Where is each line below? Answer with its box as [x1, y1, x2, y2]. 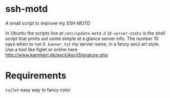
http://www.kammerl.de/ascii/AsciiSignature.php [5, 52, 108, 58]
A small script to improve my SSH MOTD [5, 20, 91, 26]
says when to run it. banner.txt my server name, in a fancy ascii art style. [5, 41, 160, 47]
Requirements [5, 70, 67, 82]
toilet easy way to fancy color [5, 87, 71, 93]
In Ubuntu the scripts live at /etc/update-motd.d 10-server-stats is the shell [5, 30, 165, 36]
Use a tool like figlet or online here [5, 46, 78, 52]
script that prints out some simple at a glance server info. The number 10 [5, 35, 159, 42]
